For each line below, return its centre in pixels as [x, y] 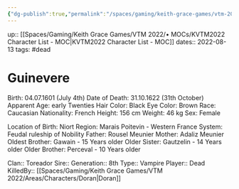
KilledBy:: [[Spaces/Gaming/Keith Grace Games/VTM [85, 171]
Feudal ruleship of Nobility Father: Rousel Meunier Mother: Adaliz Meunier [116, 134]
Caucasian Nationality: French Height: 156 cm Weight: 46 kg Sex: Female [114, 113]
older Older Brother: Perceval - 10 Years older [74, 149]
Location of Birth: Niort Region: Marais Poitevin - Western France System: [115, 126]
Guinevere [38, 78]
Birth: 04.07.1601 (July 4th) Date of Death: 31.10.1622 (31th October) [106, 97]
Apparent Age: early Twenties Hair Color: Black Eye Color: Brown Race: [112, 105]
